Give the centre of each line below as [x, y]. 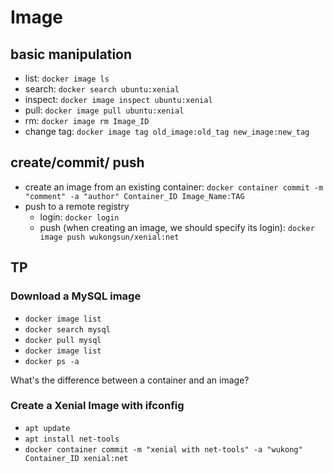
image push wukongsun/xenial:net [109, 237]
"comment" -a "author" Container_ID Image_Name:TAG [134, 196]
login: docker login [79, 217]
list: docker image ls [67, 78]
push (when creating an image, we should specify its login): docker [177, 227]
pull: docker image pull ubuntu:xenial [104, 110]
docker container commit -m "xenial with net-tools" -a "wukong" [163, 449]
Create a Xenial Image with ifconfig [97, 406]
